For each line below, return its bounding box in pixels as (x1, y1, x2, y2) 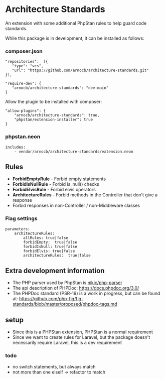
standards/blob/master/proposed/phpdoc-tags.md (12, 301, 117, 307)
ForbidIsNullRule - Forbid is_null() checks (12, 181, 99, 187)
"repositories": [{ (5, 59, 49, 64)
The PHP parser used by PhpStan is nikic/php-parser (12, 280, 123, 286)
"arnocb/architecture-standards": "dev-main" (12, 85, 109, 91)
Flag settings (5, 215, 38, 222)
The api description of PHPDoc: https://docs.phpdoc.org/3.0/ (12, 285, 139, 291)
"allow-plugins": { (5, 108, 46, 113)
